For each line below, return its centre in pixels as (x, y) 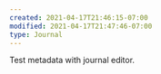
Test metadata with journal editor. (72, 60)
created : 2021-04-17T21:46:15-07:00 (79, 18)
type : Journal (36, 34)
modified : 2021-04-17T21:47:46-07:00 (81, 26)
